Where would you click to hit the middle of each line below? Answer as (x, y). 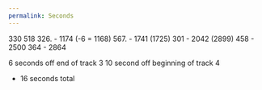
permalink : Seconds (41, 16)
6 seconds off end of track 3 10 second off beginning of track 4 (114, 63)
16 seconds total (47, 78)
